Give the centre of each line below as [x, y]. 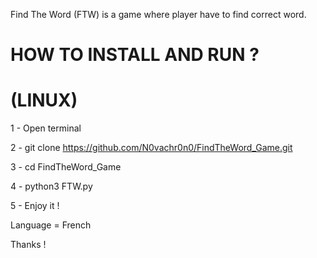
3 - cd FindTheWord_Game [66, 167]
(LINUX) [44, 100]
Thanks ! [28, 245]
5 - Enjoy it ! [35, 206]
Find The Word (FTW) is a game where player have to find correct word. [158, 14]
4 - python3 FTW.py [51, 186]
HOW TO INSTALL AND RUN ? [135, 55]
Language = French [51, 225]
